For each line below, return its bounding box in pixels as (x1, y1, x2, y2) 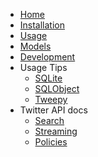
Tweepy (34, 94, 68, 105)
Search (34, 115, 65, 126)
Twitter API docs (19, 104, 88, 116)
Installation (19, 19, 66, 31)
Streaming (34, 125, 78, 137)
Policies (34, 136, 68, 148)
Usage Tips (19, 62, 68, 73)
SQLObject (34, 83, 80, 94)
